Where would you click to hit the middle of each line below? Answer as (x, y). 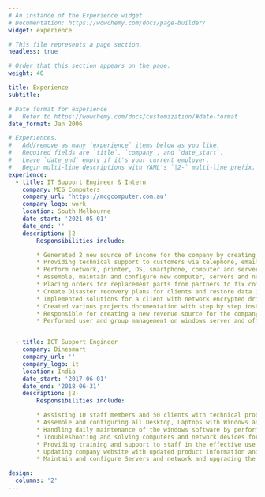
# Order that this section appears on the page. (90, 66)
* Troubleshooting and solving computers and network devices (141, 437)
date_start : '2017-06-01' (65, 379)
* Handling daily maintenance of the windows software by (134, 430)
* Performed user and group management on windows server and (141, 321)
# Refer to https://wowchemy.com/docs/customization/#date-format (123, 116)
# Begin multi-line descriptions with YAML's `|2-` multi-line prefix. (132, 167)
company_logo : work (54, 204)
